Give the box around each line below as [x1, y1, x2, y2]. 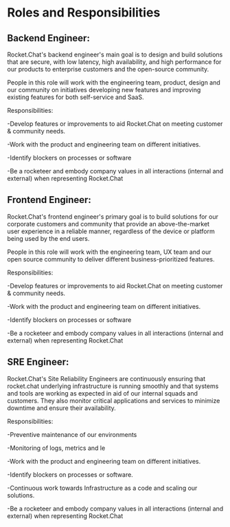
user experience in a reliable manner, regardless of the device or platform [7, 227, 215, 235]
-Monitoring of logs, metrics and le [7, 444, 106, 452]
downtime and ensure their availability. [7, 404, 117, 412]
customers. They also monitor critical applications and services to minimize [7, 396, 220, 405]
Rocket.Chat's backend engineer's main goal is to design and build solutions [7, 50, 223, 58]
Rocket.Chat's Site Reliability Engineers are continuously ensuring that [7, 374, 206, 383]
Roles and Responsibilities [7, 5, 161, 21]
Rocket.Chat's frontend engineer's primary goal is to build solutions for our [7, 212, 218, 221]
